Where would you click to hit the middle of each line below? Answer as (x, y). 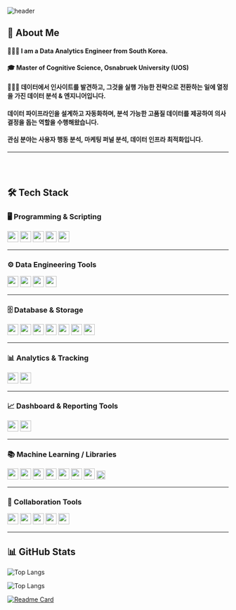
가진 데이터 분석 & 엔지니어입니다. (60, 96)
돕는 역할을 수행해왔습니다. (62, 122)
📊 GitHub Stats (41, 552)
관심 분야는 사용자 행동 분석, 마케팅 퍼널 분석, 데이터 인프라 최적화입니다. (105, 139)
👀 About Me (33, 33)
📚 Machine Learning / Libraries (62, 454)
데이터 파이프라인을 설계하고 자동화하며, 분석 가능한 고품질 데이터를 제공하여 (110, 113)
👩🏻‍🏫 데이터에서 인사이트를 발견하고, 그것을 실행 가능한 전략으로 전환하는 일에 (111, 87)
